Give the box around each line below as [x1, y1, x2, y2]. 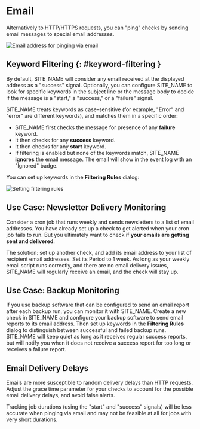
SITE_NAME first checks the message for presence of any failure [14, 124, 176, 131]
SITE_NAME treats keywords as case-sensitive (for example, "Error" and [6, 106, 184, 113]
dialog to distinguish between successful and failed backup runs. [6, 327, 167, 334]
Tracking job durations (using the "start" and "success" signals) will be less [6, 403, 192, 410]
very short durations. [6, 416, 58, 423]
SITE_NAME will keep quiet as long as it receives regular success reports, [6, 333, 187, 340]
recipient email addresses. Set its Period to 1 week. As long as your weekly [6, 255, 190, 263]
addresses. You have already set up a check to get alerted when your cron [6, 224, 190, 232]
